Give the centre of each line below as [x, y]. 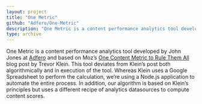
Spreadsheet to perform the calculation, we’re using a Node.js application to [100, 77]
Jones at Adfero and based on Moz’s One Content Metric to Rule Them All [98, 58]
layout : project [26, 12]
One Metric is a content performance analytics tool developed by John [94, 51]
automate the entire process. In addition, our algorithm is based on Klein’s [97, 83]
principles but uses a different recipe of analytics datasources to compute [98, 90]
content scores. [26, 96]
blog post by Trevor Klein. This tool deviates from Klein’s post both [88, 64]
